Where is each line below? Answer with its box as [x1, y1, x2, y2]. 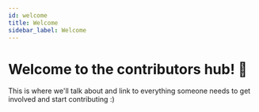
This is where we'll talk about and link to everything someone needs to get [8, 86, 251, 95]
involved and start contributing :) [8, 95, 115, 104]
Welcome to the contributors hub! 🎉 [8, 60, 248, 78]
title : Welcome [8, 19, 59, 27]
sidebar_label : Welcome [8, 26, 87, 34]
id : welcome [8, 11, 48, 20]
